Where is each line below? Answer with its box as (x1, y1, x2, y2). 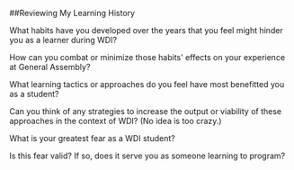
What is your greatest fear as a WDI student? (9, 133, 175, 143)
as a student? (9, 89, 59, 99)
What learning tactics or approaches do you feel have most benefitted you (9, 79, 285, 89)
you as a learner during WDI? (9, 35, 118, 45)
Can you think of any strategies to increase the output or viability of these (9, 106, 281, 116)
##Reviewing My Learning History (9, 8, 136, 18)
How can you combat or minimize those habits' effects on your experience (9, 52, 286, 62)
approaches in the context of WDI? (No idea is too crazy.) (9, 116, 222, 126)
